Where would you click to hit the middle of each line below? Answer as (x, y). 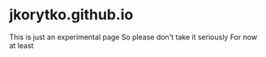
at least (21, 45)
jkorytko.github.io (71, 15)
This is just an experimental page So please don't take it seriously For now (133, 37)
